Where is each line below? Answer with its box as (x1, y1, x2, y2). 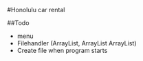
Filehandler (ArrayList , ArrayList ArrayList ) (16, 39, 137, 47)
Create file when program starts (16, 47, 108, 54)
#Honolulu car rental (7, 6, 65, 14)
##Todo (7, 19, 30, 26)
